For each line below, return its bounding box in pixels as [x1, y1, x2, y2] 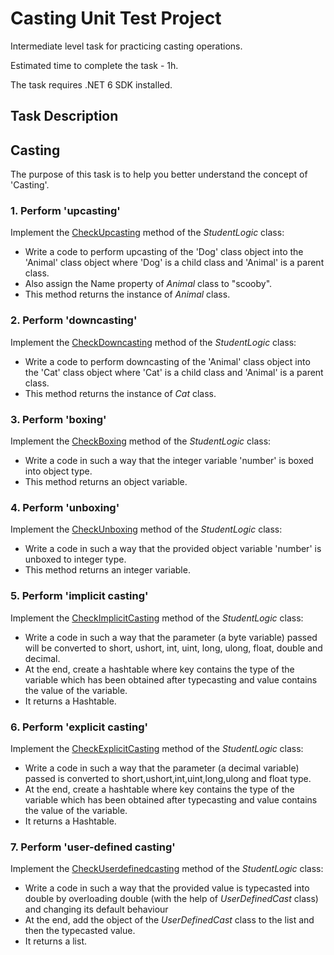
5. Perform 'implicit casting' [10, 589, 149, 603]
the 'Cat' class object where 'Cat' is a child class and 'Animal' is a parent [24, 366, 324, 378]
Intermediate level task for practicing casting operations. [10, 40, 243, 52]
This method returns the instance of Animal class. [24, 288, 231, 301]
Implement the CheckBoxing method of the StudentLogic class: [10, 435, 272, 447]
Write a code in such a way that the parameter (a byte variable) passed [24, 631, 318, 643]
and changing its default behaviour [24, 903, 169, 916]
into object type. [24, 465, 93, 477]
